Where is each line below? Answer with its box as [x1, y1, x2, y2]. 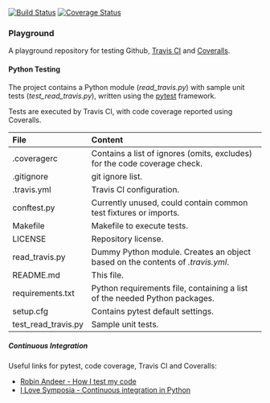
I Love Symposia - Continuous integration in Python [19, 385, 191, 395]
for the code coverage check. [91, 158, 203, 169]
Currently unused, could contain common [91, 197, 248, 208]
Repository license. [91, 233, 164, 245]
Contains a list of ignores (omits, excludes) [91, 147, 253, 158]
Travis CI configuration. [91, 183, 180, 195]
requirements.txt [12, 287, 75, 298]
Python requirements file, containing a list [91, 282, 248, 294]
